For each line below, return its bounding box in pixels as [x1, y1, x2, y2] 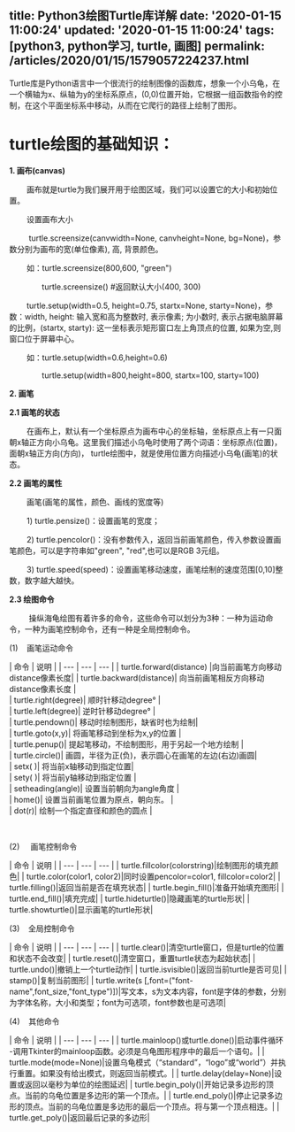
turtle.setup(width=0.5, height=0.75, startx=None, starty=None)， [26, 300, 266, 311]
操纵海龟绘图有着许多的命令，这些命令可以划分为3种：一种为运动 [28, 612, 267, 623]
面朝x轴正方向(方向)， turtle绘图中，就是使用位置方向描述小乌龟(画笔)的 [9, 448, 271, 458]
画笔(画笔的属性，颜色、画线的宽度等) [26, 497, 164, 507]
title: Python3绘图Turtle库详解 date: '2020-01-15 [9, 8, 282, 24]
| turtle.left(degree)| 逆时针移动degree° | [9, 705, 156, 716]
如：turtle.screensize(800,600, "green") [26, 262, 172, 273]
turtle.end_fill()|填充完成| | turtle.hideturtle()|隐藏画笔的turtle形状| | [9, 893, 250, 904]
